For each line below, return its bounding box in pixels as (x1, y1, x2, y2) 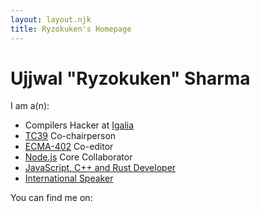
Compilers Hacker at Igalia (24, 119, 135, 131)
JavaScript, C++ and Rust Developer (24, 162, 177, 174)
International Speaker (24, 172, 114, 185)
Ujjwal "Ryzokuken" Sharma (10, 67, 251, 90)
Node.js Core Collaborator (24, 151, 133, 163)
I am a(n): (10, 100, 50, 112)
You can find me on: (10, 192, 93, 204)
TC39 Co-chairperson (24, 130, 117, 142)
